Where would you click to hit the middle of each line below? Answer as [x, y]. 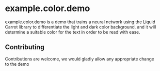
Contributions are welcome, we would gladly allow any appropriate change [80, 59]
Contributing [25, 47]
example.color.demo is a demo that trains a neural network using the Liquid [80, 22]
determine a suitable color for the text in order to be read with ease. [73, 32]
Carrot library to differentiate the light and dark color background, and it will [80, 27]
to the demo [17, 64]
